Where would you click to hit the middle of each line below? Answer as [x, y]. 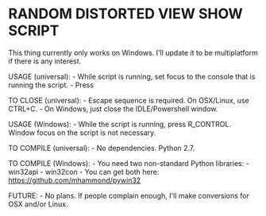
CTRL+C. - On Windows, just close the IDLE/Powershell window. [113, 109]
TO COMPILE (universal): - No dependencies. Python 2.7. [102, 148]
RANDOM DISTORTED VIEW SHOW [126, 14]
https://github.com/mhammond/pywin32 [75, 180]
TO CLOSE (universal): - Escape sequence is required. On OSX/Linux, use [129, 100]
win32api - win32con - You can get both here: [84, 172]
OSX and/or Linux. [38, 204]
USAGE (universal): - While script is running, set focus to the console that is [132, 76]
